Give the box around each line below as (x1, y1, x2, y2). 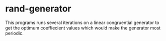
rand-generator (5, 3, 71, 14)
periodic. (5, 30, 24, 36)
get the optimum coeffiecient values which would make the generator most (5, 24, 161, 30)
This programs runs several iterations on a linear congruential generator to (5, 19, 159, 25)
